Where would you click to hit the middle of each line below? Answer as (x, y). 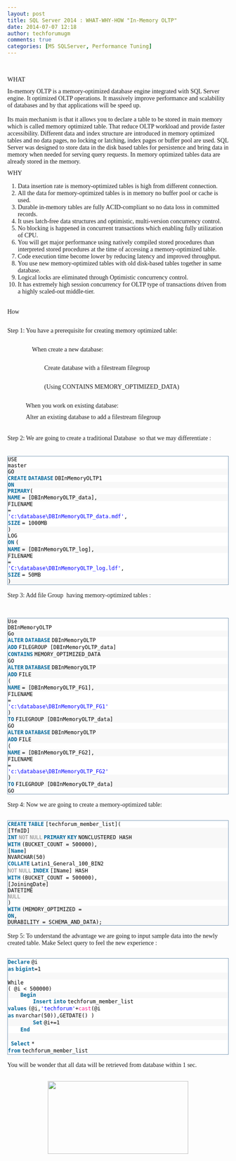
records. (27, 215)
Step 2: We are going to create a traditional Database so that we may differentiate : (110, 439)
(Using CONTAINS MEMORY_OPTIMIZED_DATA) (112, 387)
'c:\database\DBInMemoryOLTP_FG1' (58, 707)
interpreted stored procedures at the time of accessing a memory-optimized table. (117, 250)
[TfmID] (19, 831)
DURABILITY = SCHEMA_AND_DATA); (55, 922)
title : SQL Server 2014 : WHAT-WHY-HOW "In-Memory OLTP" (92, 20)
